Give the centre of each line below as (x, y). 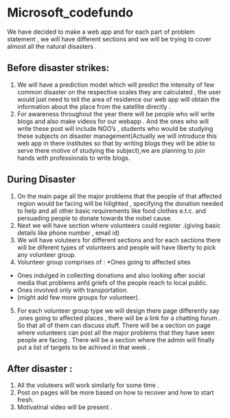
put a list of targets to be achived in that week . (83, 347)
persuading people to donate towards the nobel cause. (95, 218)
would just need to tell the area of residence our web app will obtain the (118, 99)
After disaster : (40, 369)
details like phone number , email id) (68, 233)
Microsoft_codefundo (70, 13)
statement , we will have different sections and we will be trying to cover (109, 39)
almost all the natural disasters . (52, 46)
